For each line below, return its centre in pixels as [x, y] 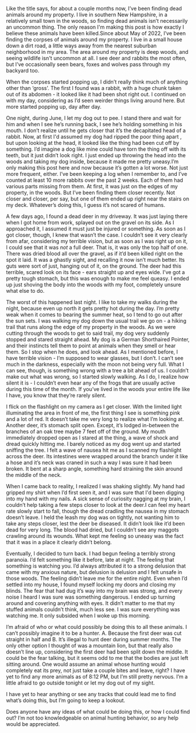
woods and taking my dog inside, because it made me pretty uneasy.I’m [92, 161]
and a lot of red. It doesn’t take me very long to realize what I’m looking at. [95, 419]
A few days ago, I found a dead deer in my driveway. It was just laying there [97, 216]
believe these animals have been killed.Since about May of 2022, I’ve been [96, 33]
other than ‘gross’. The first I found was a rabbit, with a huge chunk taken [94, 88]
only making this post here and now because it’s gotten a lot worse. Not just [97, 168]
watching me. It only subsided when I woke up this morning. [78, 616]
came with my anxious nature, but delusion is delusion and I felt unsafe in [94, 572]
